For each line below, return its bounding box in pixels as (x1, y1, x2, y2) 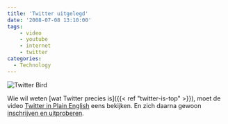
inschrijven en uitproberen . (7, 109, 85, 117)
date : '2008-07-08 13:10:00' (7, 17, 92, 24)
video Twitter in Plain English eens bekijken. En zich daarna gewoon (7, 101, 202, 109)
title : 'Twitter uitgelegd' (7, 10, 89, 17)
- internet (19, 42, 51, 49)
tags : (7, 23, 23, 30)
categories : (7, 55, 42, 62)
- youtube (19, 36, 49, 43)
